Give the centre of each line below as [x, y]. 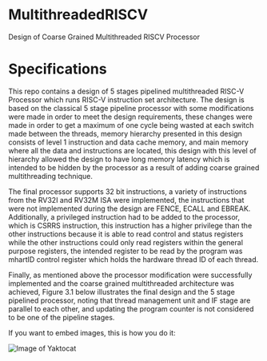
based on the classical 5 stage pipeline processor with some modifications [131, 108]
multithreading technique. [51, 176]
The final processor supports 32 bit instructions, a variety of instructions [128, 191]
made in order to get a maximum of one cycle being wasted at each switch [131, 125]
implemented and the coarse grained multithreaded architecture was [121, 283]
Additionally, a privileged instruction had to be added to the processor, [124, 216]
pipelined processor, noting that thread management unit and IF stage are [130, 300]
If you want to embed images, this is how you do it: [92, 332]
